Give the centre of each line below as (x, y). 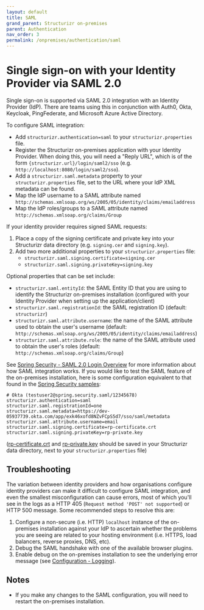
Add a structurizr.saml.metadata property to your (79, 176)
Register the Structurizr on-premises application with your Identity (98, 149)
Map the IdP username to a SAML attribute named (78, 195)
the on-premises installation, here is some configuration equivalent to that (99, 377)
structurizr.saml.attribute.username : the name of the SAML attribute (104, 320)
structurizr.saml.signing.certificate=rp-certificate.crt (81, 427)
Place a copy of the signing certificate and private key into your (95, 238)
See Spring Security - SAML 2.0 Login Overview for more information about (101, 364)
